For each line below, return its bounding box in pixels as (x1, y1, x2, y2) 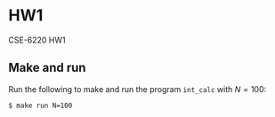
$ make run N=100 (8, 101, 73, 110)
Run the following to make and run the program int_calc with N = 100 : (8, 83, 267, 94)
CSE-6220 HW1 (8, 35, 66, 45)
